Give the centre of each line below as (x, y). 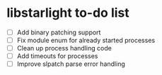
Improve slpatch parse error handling (71, 64)
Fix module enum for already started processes (86, 40)
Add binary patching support (59, 32)
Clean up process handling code (64, 48)
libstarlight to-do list (68, 13)
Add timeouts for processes (57, 56)
